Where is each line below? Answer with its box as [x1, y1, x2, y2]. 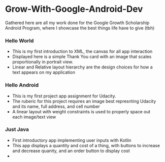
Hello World [5, 37, 34, 44]
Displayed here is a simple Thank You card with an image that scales [12, 54, 152, 60]
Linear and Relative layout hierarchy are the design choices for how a [12, 64, 153, 70]
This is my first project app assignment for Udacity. [12, 93, 117, 99]
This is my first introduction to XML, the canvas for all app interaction [12, 48, 153, 55]
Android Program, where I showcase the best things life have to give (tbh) [5, 25, 155, 31]
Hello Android [5, 82, 39, 89]
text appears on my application [12, 69, 75, 75]
